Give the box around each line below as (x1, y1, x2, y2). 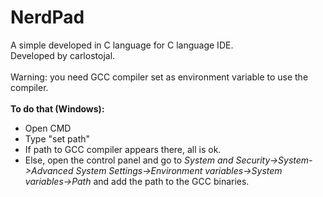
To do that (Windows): (10, 102, 105, 115)
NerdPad (10, 6, 85, 29)
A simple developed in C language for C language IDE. (10, 39, 234, 51)
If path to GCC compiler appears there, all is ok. (24, 143, 222, 155)
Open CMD (24, 122, 72, 134)
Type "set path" (24, 132, 91, 145)
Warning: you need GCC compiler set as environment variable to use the (10, 71, 309, 83)
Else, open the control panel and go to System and (24, 154, 234, 166)
